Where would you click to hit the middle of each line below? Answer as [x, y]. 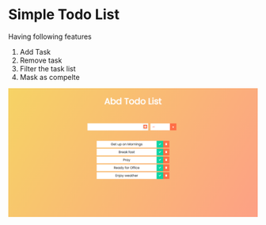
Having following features [50, 36]
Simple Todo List [64, 15]
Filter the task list [48, 68]
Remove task [41, 60]
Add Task [35, 51]
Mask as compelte [50, 77]
